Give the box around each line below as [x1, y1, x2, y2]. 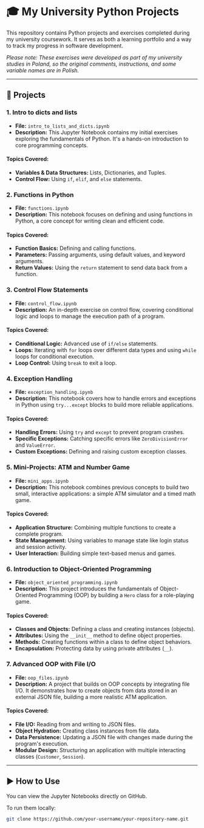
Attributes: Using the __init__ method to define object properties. [15, 632, 182, 639]
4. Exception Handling [6, 374, 73, 383]
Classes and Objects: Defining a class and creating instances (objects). [15, 626, 195, 633]
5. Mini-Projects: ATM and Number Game [6, 463, 130, 472]
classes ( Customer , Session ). [15, 753, 85, 760]
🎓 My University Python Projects [6, 5, 179, 19]
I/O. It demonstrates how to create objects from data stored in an [15, 686, 177, 694]
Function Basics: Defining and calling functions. [15, 244, 137, 252]
